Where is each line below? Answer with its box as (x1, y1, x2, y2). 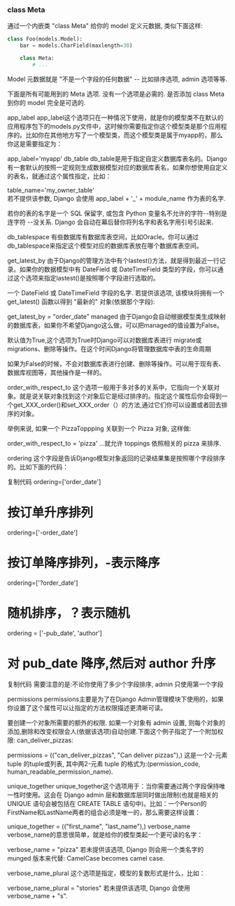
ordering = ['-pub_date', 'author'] (7, 628, 103, 637)
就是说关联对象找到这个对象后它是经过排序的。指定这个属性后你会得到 (19, 392, 222, 400)
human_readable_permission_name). (7, 767, 113, 776)
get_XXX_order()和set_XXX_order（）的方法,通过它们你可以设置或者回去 (13, 400, 222, 409)
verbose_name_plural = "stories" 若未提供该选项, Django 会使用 (7, 884, 191, 892)
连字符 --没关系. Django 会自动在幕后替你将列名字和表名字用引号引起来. (7, 218, 214, 226)
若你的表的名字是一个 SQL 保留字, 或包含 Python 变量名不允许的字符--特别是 (7, 208, 227, 218)
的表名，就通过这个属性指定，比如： (7, 171, 112, 180)
